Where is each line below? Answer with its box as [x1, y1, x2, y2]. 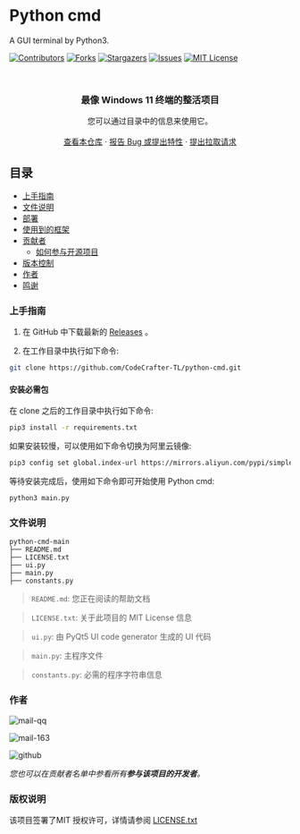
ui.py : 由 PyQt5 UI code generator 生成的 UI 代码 [30, 632, 212, 643]
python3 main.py [9, 494, 70, 503]
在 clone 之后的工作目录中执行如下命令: [9, 405, 154, 416]
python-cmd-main [9, 538, 70, 547]
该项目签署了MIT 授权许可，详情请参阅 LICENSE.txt [9, 814, 198, 825]
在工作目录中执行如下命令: [21, 345, 119, 356]
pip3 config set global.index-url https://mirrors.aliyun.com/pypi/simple [9, 458, 294, 468]
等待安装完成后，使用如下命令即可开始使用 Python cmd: [9, 476, 215, 487]
